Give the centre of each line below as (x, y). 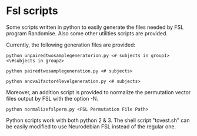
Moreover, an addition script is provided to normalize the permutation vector (98, 92)
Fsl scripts (32, 11)
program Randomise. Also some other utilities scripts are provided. (87, 33)
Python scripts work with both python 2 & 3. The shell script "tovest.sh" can (98, 120)
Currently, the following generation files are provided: (71, 45)
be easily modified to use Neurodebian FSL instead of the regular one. (91, 126)
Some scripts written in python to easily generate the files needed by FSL (95, 27)
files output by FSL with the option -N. (52, 98)
